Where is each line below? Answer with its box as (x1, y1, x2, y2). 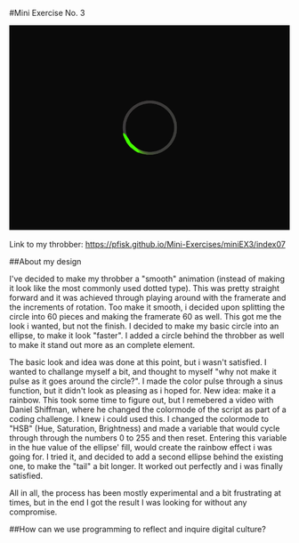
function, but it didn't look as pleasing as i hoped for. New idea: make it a (9, 385, 277, 396)
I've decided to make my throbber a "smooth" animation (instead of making (9, 273, 286, 284)
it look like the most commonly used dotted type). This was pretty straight (9, 283, 280, 294)
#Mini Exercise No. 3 (9, 8, 85, 18)
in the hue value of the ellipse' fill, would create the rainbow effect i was (9, 442, 273, 453)
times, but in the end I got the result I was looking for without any (9, 498, 247, 508)
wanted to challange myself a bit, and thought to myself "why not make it (9, 367, 278, 377)
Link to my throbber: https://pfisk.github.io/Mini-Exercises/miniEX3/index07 (9, 239, 287, 250)
